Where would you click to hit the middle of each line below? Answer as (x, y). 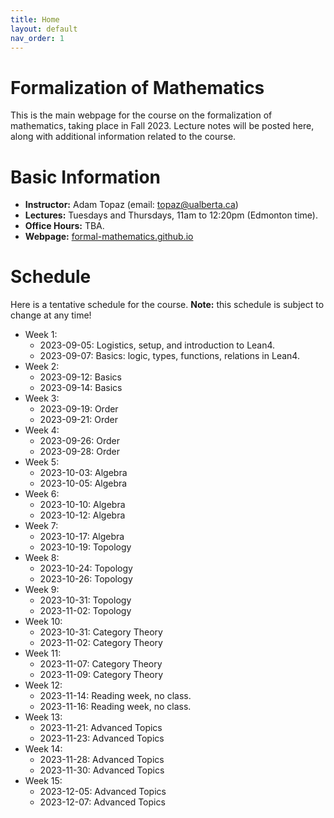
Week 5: (42, 462)
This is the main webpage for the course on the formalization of (141, 115)
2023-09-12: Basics (80, 377)
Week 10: (43, 622)
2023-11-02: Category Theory (101, 643)
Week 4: (42, 430)
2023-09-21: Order (79, 420)
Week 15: (43, 781)
